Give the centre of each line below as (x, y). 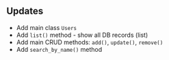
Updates (25, 11)
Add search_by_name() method (59, 49)
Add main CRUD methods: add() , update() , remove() (90, 42)
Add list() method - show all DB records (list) (82, 35)
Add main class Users (47, 27)
